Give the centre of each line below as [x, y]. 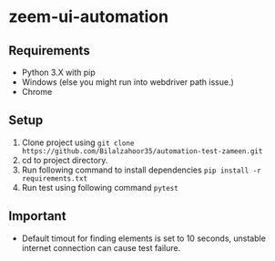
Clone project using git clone [78, 142]
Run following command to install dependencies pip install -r [141, 170]
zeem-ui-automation [89, 17]
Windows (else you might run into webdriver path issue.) [127, 82]
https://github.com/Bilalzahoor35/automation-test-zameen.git [142, 151]
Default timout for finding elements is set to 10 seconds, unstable [143, 238]
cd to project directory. [65, 160]
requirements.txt [55, 178]
